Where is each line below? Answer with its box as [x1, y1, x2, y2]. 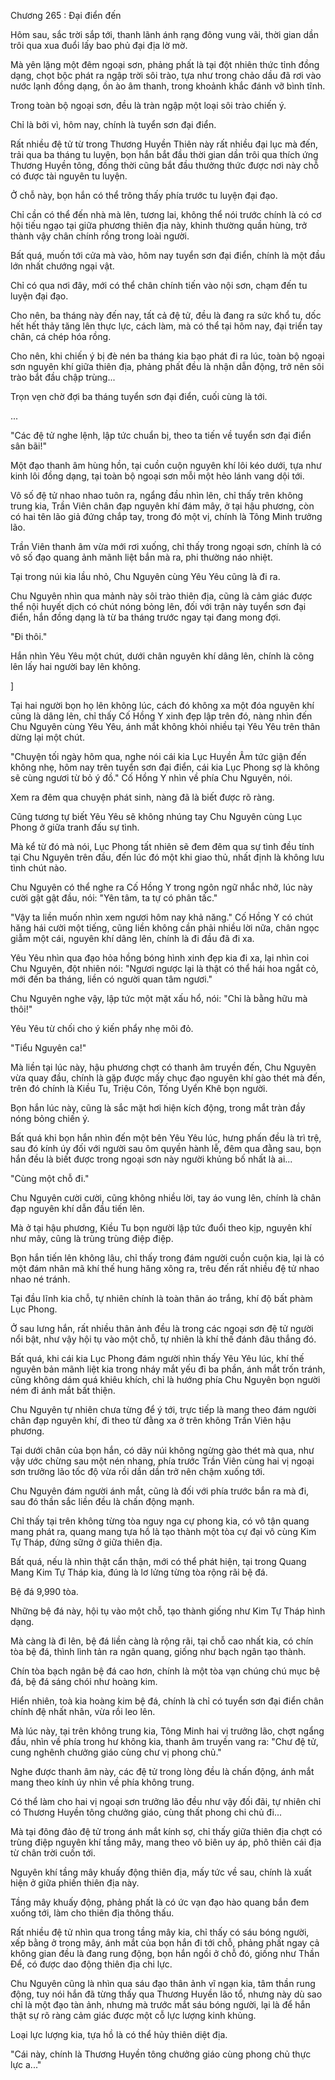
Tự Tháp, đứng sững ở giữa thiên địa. [10, 1536, 163, 1548]
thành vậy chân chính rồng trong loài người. [10, 230, 190, 242]
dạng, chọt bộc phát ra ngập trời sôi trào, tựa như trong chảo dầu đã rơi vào [10, 70, 322, 81]
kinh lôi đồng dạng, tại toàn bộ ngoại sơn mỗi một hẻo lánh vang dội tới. [10, 470, 305, 482]
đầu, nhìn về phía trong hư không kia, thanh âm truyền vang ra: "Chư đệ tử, [10, 1736, 319, 1747]
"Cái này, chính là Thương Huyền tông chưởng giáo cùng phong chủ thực [10, 2048, 312, 2060]
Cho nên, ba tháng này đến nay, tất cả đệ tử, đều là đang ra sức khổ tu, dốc [10, 310, 322, 321]
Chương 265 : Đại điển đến [10, 10, 122, 21]
